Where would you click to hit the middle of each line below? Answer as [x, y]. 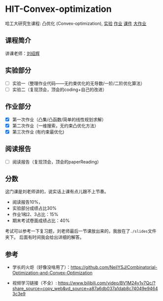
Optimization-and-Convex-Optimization [52, 273]
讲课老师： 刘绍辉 [22, 53]
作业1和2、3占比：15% [35, 215]
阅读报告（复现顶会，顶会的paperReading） [57, 162]
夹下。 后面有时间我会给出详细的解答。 [45, 237]
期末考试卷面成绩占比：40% [41, 220]
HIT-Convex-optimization [58, 9]
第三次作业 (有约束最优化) [38, 131]
